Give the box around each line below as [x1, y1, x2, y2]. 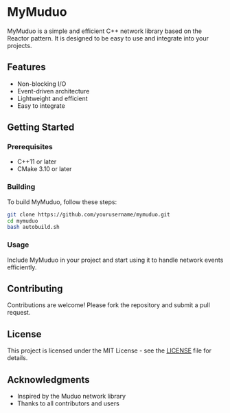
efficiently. [7, 263, 37, 271]
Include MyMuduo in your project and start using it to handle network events [7, 256, 224, 264]
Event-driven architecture [16, 87, 90, 95]
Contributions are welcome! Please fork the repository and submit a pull [7, 301, 211, 309]
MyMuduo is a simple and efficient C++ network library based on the [7, 27, 203, 35]
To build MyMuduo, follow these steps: [7, 197, 117, 206]
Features [7, 61, 46, 73]
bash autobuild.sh [7, 224, 60, 231]
